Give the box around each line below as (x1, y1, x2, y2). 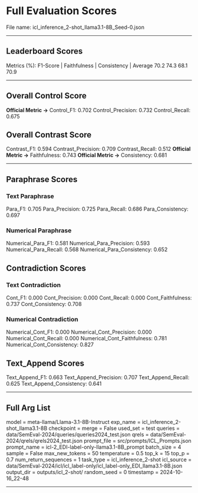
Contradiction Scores (6, 263, 87, 273)
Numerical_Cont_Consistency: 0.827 (6, 341, 94, 349)
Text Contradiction (6, 281, 61, 289)
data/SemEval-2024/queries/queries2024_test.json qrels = (6, 430, 149, 438)
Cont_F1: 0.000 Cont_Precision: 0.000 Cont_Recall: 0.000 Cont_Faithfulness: (6, 294, 192, 301)
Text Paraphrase (6, 192, 54, 200)
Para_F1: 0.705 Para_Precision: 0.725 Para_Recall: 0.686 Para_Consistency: (6, 205, 189, 213)
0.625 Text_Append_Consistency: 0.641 (6, 380, 102, 387)
